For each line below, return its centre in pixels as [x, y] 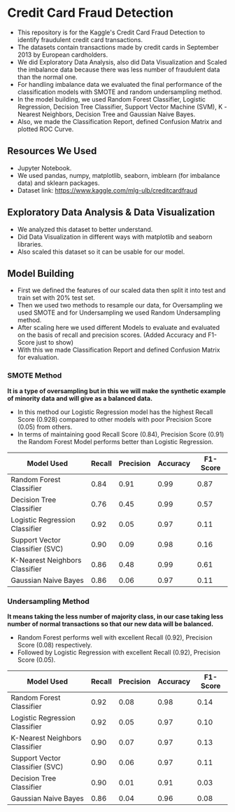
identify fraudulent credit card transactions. [80, 39]
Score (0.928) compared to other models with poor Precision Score [114, 419]
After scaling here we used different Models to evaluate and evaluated [119, 328]
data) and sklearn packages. [58, 183]
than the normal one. [48, 77]
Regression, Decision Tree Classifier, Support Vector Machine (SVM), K [120, 106]
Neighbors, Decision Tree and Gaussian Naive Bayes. [119, 114]
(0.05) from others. [45, 427]
